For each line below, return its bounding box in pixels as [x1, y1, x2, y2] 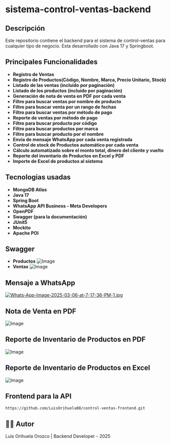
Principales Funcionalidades [5, 58, 98, 66]
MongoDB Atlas [12, 186, 47, 193]
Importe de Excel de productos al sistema [12, 158, 103, 164]
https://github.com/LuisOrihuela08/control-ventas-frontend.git [5, 405, 145, 411]
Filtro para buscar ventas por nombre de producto [12, 98, 121, 104]
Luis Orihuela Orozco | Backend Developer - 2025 [5, 433, 111, 439]
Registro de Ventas [12, 71, 55, 77]
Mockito [12, 224, 31, 230]
